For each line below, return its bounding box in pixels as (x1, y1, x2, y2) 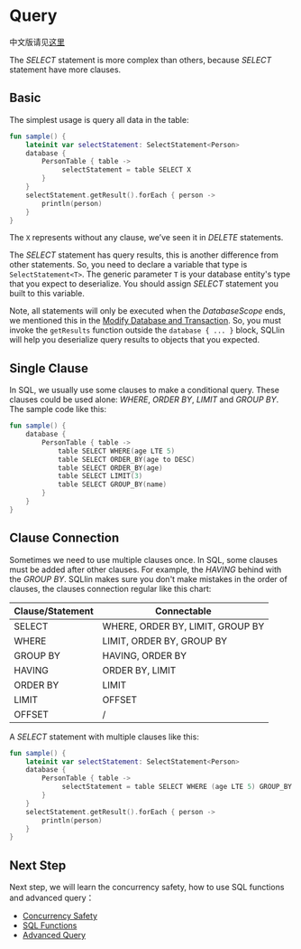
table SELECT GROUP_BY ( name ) (57, 480, 168, 489)
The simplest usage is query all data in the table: (9, 114, 189, 125)
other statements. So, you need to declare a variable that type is (9, 259, 248, 270)
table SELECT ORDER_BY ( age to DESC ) (57, 455, 196, 464)
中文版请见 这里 (9, 36, 65, 47)
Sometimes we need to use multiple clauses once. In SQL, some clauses (9, 554, 278, 565)
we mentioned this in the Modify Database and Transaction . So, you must (9, 315, 282, 326)
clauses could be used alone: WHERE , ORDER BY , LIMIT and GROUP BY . (9, 394, 279, 405)
